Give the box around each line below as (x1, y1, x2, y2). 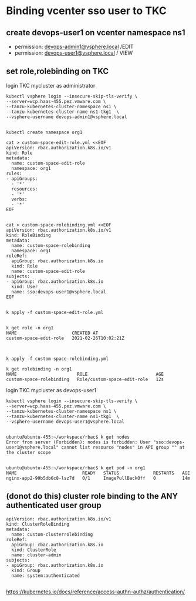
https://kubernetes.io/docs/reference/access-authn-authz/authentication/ (6, 588, 185, 595)
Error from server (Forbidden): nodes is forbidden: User (6, 439, 151, 445)
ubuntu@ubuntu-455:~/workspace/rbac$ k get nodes (6, 434, 130, 440)
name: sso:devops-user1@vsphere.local (11, 289, 107, 295)
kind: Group (11, 567, 41, 573)
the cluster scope (6, 449, 51, 455)
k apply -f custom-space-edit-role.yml (6, 309, 104, 315)
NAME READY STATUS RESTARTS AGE (6, 470, 191, 476)
